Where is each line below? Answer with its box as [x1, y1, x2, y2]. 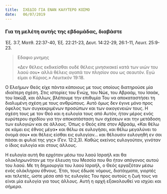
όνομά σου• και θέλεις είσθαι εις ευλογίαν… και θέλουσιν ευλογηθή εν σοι [5, 131, 162, 137]
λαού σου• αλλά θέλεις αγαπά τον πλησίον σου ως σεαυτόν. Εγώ [17, 69, 155, 75]
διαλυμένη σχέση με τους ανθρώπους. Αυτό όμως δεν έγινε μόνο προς [5, 100, 153, 106]
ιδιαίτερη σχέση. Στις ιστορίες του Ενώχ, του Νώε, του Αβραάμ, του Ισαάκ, [5, 89, 160, 95]
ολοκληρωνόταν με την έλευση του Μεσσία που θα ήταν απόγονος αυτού [5, 157, 159, 163]
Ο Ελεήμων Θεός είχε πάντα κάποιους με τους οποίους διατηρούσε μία [5, 84, 153, 90]
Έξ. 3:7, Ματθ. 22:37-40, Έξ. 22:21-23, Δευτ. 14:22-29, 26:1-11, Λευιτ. [5, 39, 148, 45]
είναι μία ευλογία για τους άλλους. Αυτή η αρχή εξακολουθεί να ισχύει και [5, 178, 162, 184]
